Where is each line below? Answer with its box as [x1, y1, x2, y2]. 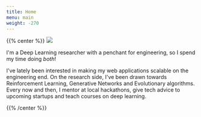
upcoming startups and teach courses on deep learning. [6, 93, 147, 100]
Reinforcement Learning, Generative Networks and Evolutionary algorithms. [6, 80, 195, 87]
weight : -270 [6, 20, 39, 26]
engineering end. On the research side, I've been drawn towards [6, 74, 167, 81]
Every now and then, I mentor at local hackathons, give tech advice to [6, 86, 180, 93]
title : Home [6, 8, 36, 15]
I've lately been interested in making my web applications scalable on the [6, 67, 189, 74]
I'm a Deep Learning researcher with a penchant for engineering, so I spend [6, 49, 196, 56]
